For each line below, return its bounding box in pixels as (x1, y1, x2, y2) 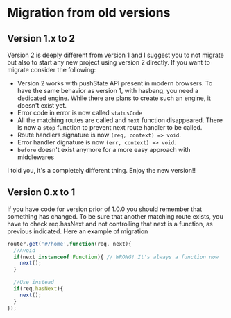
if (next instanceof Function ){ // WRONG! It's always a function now (13, 253, 219, 260)
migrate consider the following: (7, 66, 96, 74)
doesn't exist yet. (17, 101, 67, 109)
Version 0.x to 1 (7, 186, 75, 199)
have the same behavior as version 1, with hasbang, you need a (17, 87, 199, 94)
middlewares (17, 153, 54, 161)
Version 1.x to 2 (7, 33, 75, 44)
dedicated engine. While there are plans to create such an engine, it (17, 94, 212, 102)
